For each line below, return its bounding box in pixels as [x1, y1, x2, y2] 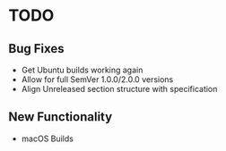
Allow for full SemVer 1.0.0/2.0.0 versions [21, 74, 174, 85]
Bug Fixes [8, 41, 65, 56]
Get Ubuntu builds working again [21, 64, 143, 75]
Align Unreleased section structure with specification [21, 84, 218, 94]
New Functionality [8, 109, 113, 125]
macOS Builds [21, 133, 74, 144]
